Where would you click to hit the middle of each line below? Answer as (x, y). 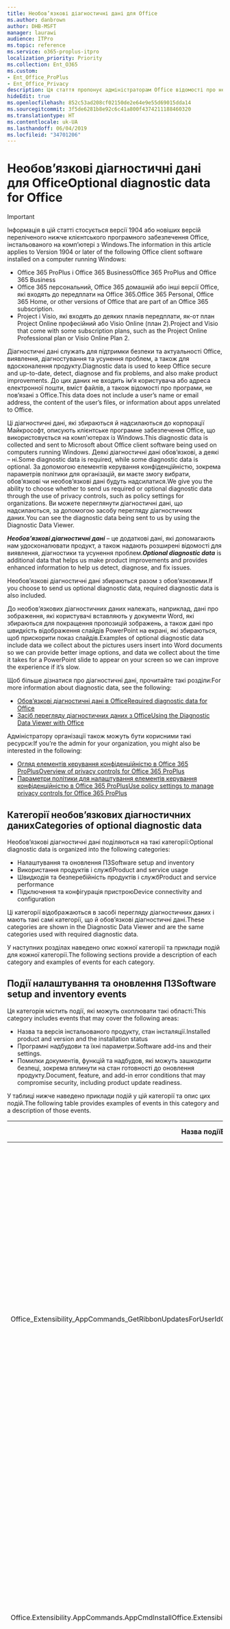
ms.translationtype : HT (41, 115)
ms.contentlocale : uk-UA (42, 122)
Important (21, 217)
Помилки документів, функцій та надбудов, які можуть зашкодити (114, 1060)
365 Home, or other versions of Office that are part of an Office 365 (113, 302)
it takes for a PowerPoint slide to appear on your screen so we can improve (113, 660)
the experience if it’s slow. (44, 667)
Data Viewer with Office (50, 723)
